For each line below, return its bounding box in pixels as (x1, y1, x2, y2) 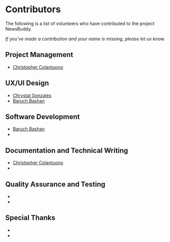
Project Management (5, 50, 73, 59)
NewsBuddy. (5, 25, 32, 32)
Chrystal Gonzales (12, 92, 52, 98)
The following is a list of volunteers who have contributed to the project (5, 20, 155, 26)
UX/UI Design (5, 79, 49, 88)
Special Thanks (5, 213, 55, 222)
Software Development (5, 112, 80, 121)
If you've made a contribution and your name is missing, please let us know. (5, 36, 165, 42)
